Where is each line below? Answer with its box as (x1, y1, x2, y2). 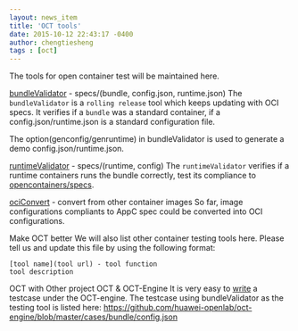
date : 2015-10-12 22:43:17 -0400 (9, 29, 134, 38)
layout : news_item (9, 12, 78, 22)
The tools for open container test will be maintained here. (9, 70, 220, 81)
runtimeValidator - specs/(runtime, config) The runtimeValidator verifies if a (9, 161, 290, 171)
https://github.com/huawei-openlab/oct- (103, 302, 252, 313)
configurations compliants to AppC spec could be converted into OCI (9, 206, 263, 217)
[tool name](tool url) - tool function (9, 260, 158, 269)
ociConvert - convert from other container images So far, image (9, 197, 244, 208)
